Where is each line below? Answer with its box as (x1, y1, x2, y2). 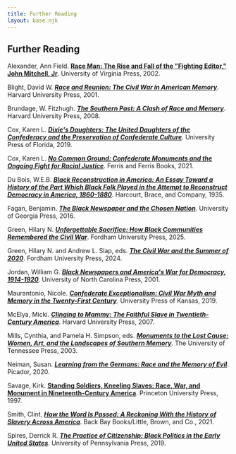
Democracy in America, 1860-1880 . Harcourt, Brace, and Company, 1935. (7, 190, 225, 199)
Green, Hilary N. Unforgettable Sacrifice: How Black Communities (7, 226, 203, 234)
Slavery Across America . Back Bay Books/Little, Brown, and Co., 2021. (7, 418, 215, 426)
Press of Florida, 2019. (7, 141, 73, 149)
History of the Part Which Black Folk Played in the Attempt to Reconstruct (7, 183, 228, 192)
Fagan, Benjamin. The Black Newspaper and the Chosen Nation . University (7, 204, 229, 213)
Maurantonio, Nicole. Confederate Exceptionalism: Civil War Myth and (7, 289, 216, 298)
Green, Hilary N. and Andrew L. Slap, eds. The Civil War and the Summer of (7, 247, 229, 255)
